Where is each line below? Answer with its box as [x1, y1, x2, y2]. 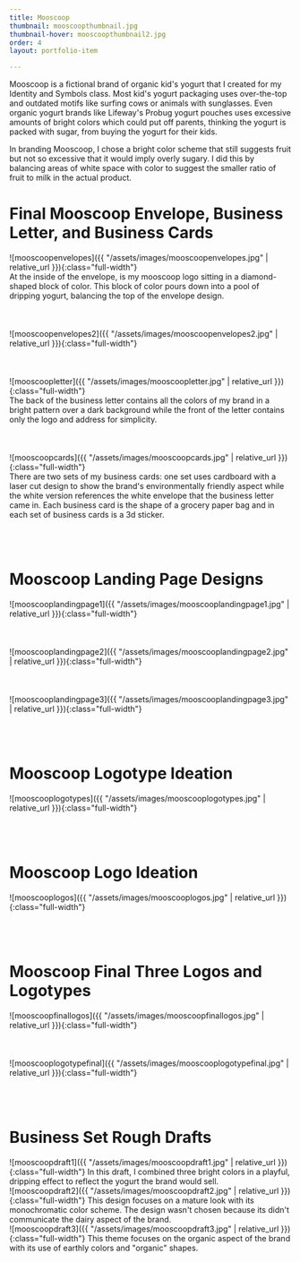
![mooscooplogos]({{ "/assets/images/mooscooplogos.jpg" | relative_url [9, 892, 276, 903]
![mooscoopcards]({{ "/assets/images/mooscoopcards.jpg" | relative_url [9, 452, 277, 463]
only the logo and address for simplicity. [9, 414, 158, 425]
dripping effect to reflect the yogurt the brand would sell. [9, 1175, 219, 1187]
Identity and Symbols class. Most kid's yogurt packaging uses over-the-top [9, 89, 287, 99]
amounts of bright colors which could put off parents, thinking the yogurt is [9, 117, 287, 128]
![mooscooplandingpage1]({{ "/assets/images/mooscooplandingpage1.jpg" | [9, 599, 290, 609]
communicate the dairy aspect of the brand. [9, 1214, 172, 1224]
